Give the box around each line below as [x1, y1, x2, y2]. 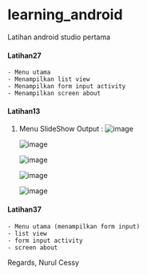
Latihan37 [7, 204, 42, 214]
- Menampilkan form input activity [7, 83, 126, 91]
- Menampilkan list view [7, 75, 90, 83]
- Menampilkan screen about [7, 90, 101, 98]
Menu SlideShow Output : [18, 124, 104, 134]
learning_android [7, 6, 123, 24]
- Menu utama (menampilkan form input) [7, 222, 141, 230]
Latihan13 [7, 106, 41, 115]
